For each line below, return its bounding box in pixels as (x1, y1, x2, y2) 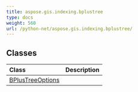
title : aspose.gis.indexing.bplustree (6, 8, 103, 15)
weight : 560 (6, 20, 36, 26)
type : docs (6, 14, 34, 20)
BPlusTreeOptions (9, 76, 60, 84)
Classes (6, 48, 37, 58)
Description (65, 66, 100, 74)
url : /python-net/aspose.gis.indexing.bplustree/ (6, 25, 133, 32)
